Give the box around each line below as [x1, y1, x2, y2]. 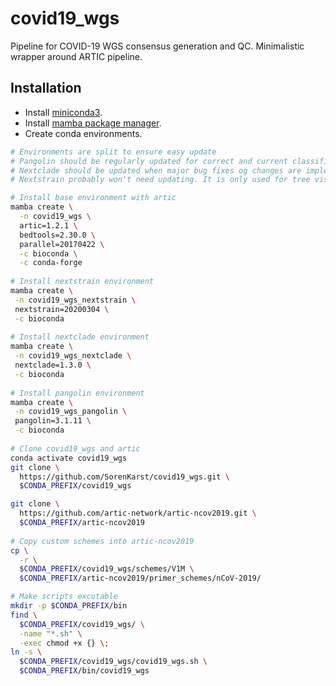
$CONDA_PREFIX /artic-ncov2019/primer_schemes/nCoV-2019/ [19, 573, 262, 584]
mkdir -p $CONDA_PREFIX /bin [10, 601, 128, 611]
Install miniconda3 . [24, 106, 103, 118]
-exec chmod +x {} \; [19, 638, 110, 648]
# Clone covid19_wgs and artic [10, 443, 141, 454]
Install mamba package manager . [24, 117, 162, 129]
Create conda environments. [24, 127, 143, 139]
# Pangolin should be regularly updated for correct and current [10, 156, 288, 166]
